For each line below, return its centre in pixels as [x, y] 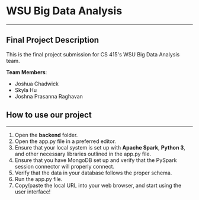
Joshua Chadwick [37, 84]
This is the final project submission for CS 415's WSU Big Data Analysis [93, 54]
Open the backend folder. [46, 135]
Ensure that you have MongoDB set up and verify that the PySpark [96, 160]
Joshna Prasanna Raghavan [49, 96]
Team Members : [27, 72]
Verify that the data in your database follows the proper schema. [93, 173]
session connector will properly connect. [65, 166]
